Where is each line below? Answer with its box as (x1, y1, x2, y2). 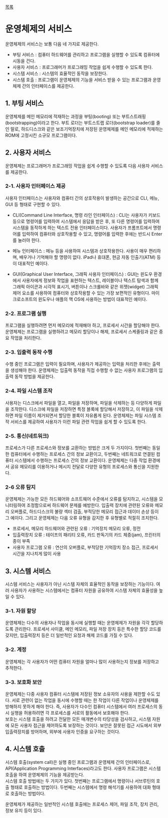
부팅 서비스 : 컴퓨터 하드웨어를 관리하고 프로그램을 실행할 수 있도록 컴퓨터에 (12, 51, 160, 57)
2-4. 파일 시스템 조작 (5, 387, 53, 394)
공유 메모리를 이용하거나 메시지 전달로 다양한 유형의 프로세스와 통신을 (10, 464, 146, 470)
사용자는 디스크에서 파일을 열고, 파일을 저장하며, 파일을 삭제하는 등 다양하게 (5, 399, 152, 405)
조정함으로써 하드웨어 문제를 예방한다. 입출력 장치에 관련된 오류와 (27, 502, 154, 508)
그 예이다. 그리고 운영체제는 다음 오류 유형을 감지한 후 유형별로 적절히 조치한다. (5, 515, 159, 521)
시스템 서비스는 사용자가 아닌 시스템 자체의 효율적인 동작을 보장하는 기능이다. (5, 581, 155, 587)
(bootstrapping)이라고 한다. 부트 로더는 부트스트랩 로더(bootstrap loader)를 (5, 120, 155, 126)
